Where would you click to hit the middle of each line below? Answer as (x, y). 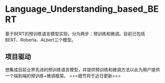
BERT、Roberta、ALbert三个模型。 (41, 40)
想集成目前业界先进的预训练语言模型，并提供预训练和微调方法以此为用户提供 (82, 69)
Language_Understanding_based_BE (82, 9)
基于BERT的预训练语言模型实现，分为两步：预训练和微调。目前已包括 (75, 33)
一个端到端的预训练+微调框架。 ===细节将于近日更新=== (63, 76)
